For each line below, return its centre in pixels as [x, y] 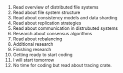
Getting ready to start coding [43, 55]
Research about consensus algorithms [52, 34]
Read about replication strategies [47, 23]
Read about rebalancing [37, 39]
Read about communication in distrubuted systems [65, 28]
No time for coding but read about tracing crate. [62, 65]
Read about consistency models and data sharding [65, 18]
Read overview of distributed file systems [56, 7]
